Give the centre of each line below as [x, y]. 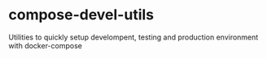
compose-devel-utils [81, 15]
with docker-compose [46, 45]
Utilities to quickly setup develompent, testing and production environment [133, 37]
